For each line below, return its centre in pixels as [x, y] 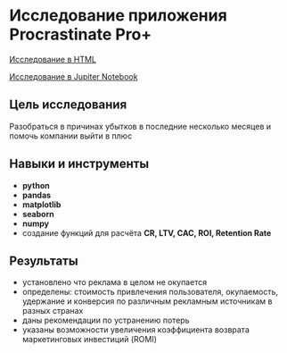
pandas [37, 195]
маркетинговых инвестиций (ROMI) [90, 340]
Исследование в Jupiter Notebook [74, 76]
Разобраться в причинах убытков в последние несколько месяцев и [140, 126]
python [36, 185]
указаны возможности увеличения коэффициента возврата [135, 330]
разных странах [53, 311]
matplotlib [41, 204]
